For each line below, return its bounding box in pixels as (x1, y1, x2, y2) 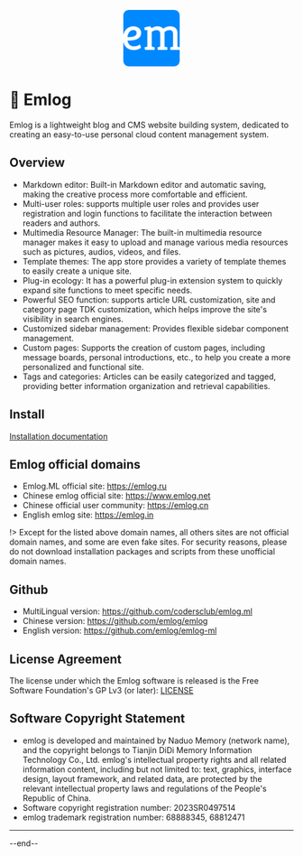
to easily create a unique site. (22, 265, 133, 276)
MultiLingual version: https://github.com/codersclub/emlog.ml (22, 606, 252, 617)
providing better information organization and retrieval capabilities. (22, 380, 271, 391)
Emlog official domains (9, 457, 142, 472)
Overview (9, 155, 66, 171)
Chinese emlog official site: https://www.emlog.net (22, 490, 211, 501)
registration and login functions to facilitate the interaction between (22, 208, 273, 219)
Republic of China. (22, 792, 92, 804)
